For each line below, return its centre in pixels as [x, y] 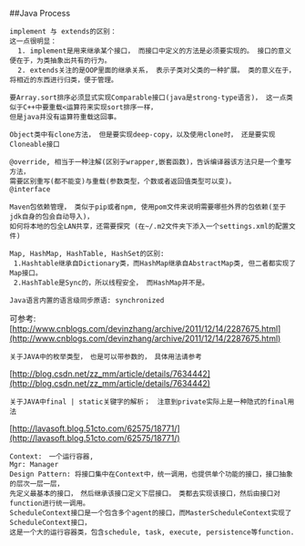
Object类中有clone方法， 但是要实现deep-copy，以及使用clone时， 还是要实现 [142, 135]
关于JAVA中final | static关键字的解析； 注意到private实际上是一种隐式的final [149, 402]
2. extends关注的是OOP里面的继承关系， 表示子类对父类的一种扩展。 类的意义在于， [157, 70]
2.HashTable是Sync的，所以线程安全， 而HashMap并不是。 [111, 283]
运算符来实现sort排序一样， [112, 108]
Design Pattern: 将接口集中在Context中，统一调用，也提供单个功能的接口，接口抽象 [151, 474]
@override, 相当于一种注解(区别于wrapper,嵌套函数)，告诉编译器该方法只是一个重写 [151, 162]
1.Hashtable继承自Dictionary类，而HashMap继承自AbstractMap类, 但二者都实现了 [154, 263]
